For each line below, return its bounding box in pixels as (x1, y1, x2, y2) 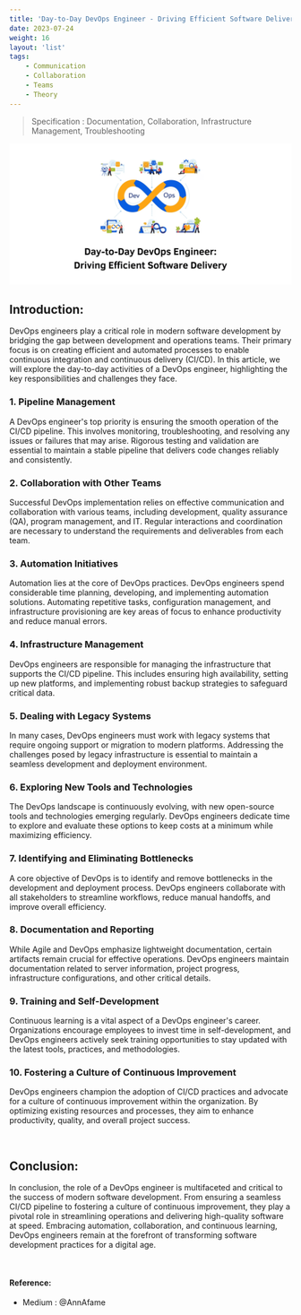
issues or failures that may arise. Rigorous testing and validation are (9, 435, 260, 446)
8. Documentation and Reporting (9, 923, 155, 936)
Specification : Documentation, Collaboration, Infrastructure (30, 116, 253, 126)
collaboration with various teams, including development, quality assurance (9, 506, 288, 517)
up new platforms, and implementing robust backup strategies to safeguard (9, 678, 288, 688)
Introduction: (9, 302, 84, 317)
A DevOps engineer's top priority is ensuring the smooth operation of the (9, 416, 279, 427)
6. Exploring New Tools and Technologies (9, 781, 193, 793)
